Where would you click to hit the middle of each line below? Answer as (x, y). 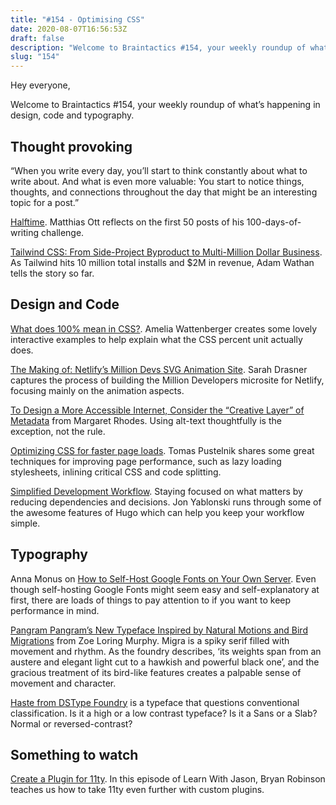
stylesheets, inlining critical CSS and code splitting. (116, 472)
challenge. (63, 232)
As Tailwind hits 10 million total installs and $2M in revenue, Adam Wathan (162, 262)
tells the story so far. (52, 273)
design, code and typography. (72, 115)
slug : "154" (35, 57)
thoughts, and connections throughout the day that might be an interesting (164, 192)
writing (25, 232)
